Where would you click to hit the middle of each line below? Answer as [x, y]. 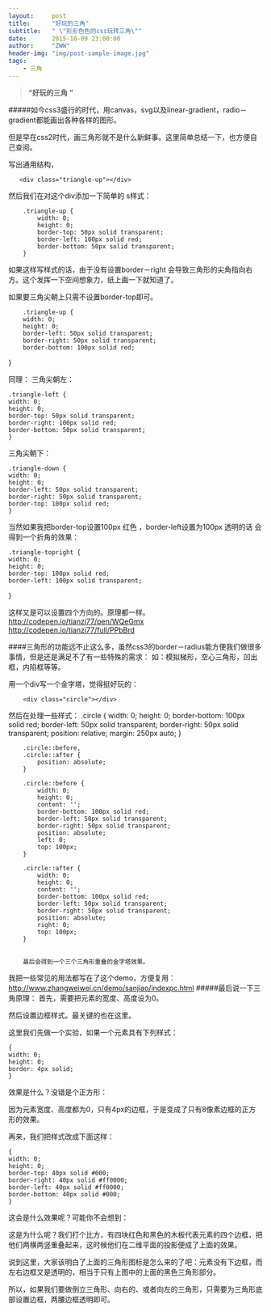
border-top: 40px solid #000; [59, 1173]
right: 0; [54, 925]
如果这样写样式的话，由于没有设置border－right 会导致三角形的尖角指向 [127, 269]
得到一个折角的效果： [44, 537]
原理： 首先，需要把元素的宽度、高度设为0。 [89, 998]
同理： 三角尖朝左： [41, 379]
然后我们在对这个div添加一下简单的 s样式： [80, 196]
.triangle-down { [38, 468]
